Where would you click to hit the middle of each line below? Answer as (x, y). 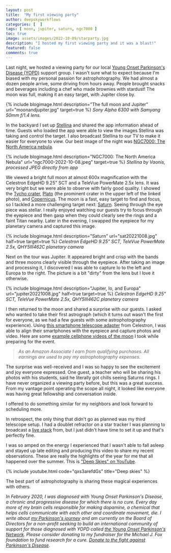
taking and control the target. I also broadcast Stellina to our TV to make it (83, 136)
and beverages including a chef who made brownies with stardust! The (80, 89)
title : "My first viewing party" (42, 15)
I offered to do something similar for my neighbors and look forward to (79, 404)
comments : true (22, 53)
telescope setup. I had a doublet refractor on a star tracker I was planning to (85, 424)
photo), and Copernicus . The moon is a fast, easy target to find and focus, (83, 199)
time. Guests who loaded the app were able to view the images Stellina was (85, 130)
